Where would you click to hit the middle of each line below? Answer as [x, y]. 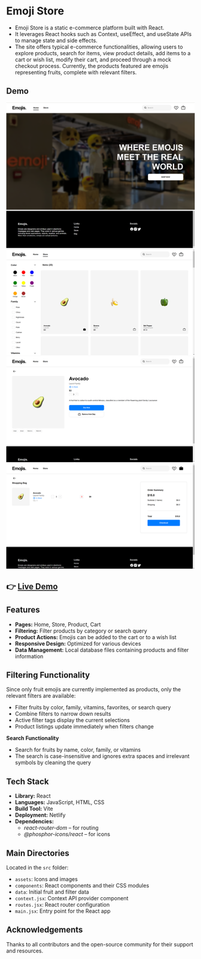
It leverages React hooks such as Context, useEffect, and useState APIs [103, 34]
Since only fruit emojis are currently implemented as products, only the [94, 690]
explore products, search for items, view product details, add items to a [103, 53]
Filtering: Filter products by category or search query [81, 631]
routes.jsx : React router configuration [62, 905]
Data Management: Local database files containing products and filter [102, 650]
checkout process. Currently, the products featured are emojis [92, 66]
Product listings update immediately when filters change [84, 727]
